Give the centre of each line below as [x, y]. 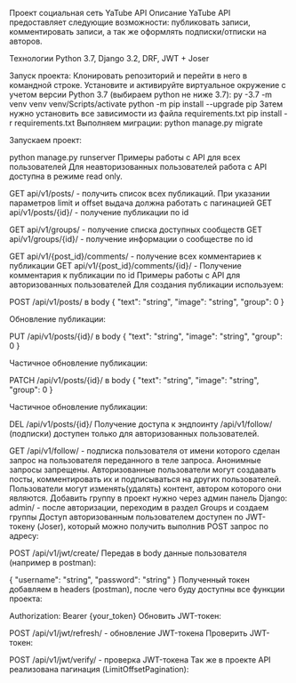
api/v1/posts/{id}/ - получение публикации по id [99, 212]
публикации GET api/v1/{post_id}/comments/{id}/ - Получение [125, 265]
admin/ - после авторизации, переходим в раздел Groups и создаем [139, 507]
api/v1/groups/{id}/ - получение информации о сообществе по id [131, 239]
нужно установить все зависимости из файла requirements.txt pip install [146, 113]
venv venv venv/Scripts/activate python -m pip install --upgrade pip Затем [146, 104]
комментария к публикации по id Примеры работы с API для [125, 275]
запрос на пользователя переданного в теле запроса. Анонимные [136, 460]
